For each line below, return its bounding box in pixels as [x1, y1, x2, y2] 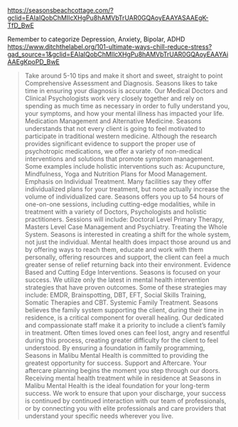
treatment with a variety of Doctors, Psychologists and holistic [24, 208, 207, 216]
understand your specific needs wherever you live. [24, 412, 174, 420]
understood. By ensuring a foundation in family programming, [24, 344, 205, 352]
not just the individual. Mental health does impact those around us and [24, 238, 231, 246]
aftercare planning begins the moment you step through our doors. [24, 367, 220, 374]
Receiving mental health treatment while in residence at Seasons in [24, 374, 222, 382]
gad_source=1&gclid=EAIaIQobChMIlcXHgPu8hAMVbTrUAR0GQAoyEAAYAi [7, 50, 229, 58]
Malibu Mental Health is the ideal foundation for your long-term [24, 381, 210, 390]
